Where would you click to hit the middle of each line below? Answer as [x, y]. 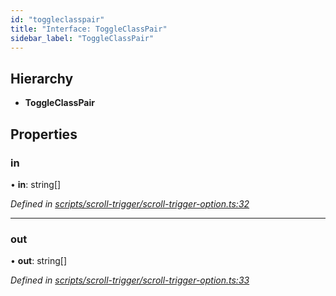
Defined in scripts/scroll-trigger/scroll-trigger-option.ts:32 [130, 203]
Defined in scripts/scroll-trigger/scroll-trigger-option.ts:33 [130, 280]
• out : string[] [39, 261]
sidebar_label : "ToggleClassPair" [82, 38]
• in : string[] [36, 184]
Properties [44, 134]
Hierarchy [42, 78]
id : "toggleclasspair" [57, 19]
